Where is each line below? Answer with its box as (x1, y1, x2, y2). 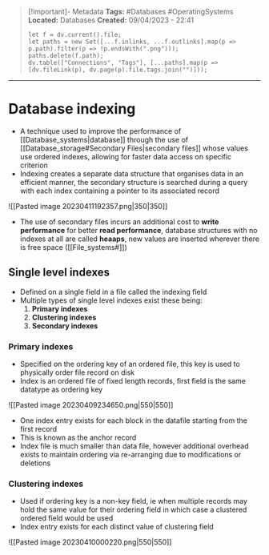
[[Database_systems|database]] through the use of (19, 135, 189, 144)
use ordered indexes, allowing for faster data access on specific (19, 151, 232, 161)
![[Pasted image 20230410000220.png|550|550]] (8, 537, 172, 547)
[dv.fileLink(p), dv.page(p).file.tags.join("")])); (27, 66, 208, 74)
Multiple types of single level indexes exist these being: (19, 296, 203, 305)
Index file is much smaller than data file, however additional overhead (19, 441, 250, 451)
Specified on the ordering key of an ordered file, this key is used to (19, 360, 240, 369)
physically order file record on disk (19, 368, 134, 377)
